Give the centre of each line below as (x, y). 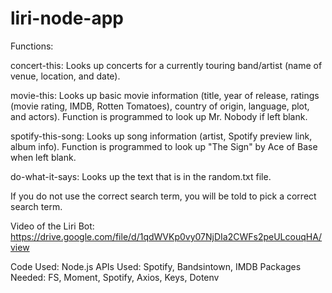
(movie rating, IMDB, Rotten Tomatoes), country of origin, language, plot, (160, 106)
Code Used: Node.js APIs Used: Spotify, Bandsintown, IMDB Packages (156, 266)
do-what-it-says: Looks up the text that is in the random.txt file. (141, 176)
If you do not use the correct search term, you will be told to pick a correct (163, 196)
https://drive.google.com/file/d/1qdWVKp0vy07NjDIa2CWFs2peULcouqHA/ (166, 236)
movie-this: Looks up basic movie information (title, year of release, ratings (165, 95)
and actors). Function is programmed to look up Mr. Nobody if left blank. (159, 116)
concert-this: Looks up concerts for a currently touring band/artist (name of (166, 65)
